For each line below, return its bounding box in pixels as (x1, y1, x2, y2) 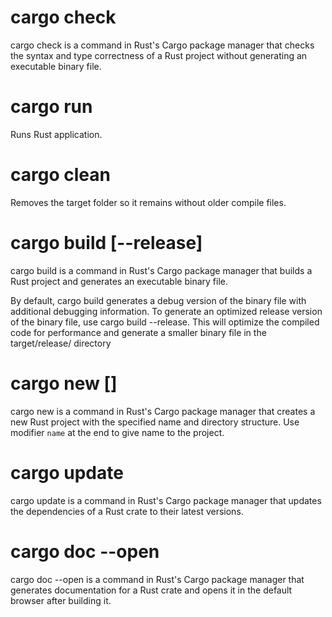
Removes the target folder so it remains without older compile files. (10, 196, 287, 208)
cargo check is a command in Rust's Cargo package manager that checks (10, 39, 315, 51)
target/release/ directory (10, 337, 112, 349)
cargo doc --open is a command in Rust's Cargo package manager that (10, 573, 305, 585)
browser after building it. (10, 594, 112, 606)
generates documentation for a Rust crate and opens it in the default (10, 584, 293, 596)
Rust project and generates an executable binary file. (10, 275, 228, 287)
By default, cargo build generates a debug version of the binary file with (10, 294, 307, 306)
